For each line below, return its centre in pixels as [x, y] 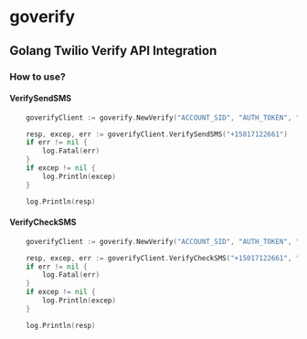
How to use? [37, 77]
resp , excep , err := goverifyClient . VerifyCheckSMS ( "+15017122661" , [159, 258]
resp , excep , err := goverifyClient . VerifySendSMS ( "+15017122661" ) [157, 134]
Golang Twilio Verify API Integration [113, 51]
